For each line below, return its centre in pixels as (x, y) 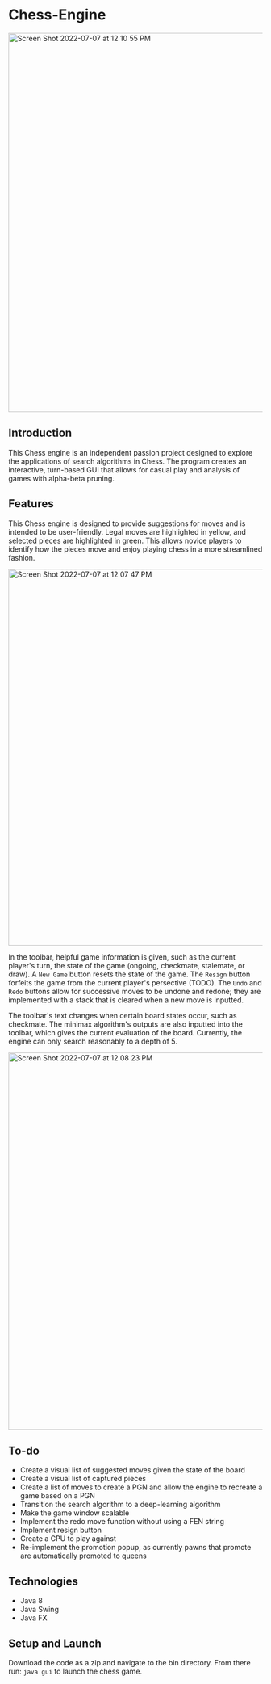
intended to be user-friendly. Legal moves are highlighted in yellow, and (127, 531)
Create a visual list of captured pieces (83, 1479)
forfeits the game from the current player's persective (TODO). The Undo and (135, 982)
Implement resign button (61, 1530)
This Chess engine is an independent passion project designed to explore (131, 452)
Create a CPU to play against (68, 1539)
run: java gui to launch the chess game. (75, 1671)
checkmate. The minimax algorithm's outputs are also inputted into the (126, 1024)
